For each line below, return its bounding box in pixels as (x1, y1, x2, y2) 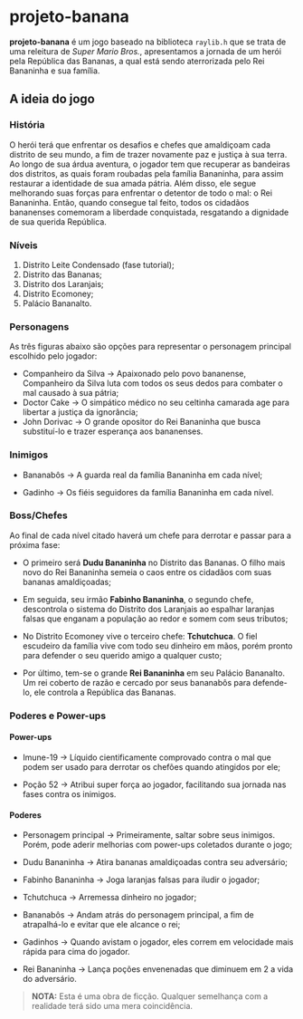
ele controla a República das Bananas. (33, 687, 176, 697)
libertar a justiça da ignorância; (22, 407, 138, 418)
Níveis (9, 238, 38, 251)
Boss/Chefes (9, 509, 68, 522)
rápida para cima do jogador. (22, 947, 130, 957)
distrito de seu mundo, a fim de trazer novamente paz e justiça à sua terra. (9, 149, 288, 159)
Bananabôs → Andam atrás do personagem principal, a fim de (22, 909, 255, 920)
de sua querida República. (9, 216, 107, 227)
